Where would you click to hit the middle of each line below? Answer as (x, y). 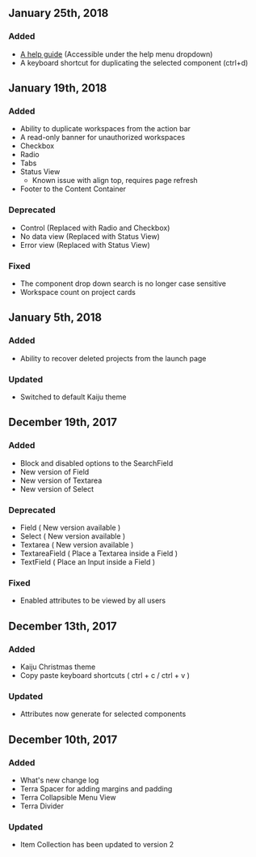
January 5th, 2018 (55, 318)
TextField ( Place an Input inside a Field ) (88, 561)
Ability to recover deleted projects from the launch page (113, 358)
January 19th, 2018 (58, 88)
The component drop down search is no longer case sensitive (123, 284)
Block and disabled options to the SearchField (97, 463)
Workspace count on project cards (78, 292)
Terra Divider (42, 806)
